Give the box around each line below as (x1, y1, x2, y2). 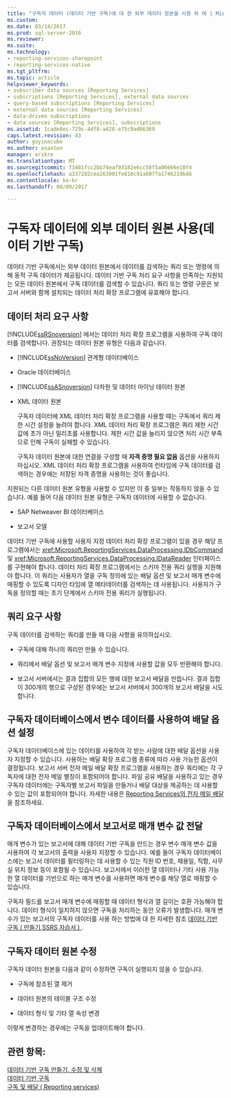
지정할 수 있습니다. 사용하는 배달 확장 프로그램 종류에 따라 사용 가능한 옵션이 (14, 755, 218, 763)
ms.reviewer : (7, 36, 45, 43)
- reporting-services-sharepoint (7, 55, 103, 62)
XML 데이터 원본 (16, 397, 62, 406)
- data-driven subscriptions (7, 112, 91, 119)
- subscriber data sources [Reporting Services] (7, 87, 149, 94)
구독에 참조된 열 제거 (16, 980, 73, 988)
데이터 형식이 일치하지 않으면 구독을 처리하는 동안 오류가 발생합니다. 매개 (21, 906, 217, 915)
